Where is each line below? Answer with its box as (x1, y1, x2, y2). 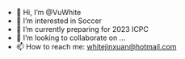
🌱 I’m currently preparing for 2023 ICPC (15, 25, 149, 33)
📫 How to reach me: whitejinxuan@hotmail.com (15, 42, 177, 51)
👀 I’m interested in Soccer (15, 16, 103, 26)
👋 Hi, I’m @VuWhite (15, 8, 82, 17)
